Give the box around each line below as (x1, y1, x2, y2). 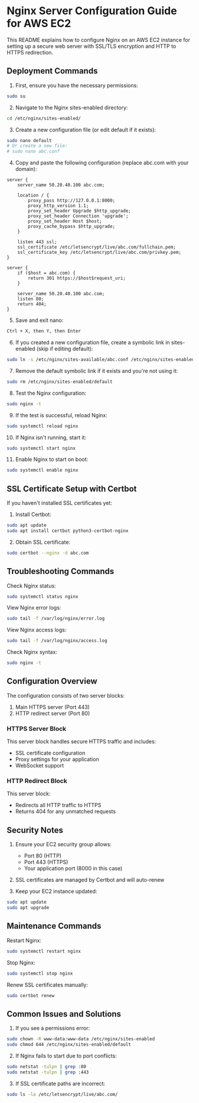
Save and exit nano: (15, 317, 64, 324)
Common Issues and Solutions (6, 1009, 122, 1019)
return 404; (17, 301, 47, 307)
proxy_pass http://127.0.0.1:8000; (28, 198, 116, 204)
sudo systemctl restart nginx (6, 948, 81, 954)
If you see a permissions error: (15, 1025, 90, 1032)
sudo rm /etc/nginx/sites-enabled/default (6, 379, 113, 385)
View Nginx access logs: (6, 626, 67, 634)
